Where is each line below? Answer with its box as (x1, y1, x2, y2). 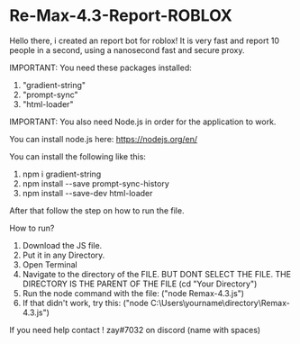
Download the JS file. (22, 240, 103, 250)
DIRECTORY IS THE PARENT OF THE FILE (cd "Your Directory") (22, 278, 258, 289)
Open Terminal (22, 258, 78, 270)
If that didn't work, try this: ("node (22, 297, 149, 308)
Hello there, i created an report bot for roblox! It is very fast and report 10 (9, 35, 280, 46)
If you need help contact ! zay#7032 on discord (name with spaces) (9, 324, 261, 335)
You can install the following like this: (9, 150, 147, 162)
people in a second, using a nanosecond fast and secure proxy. (9, 44, 245, 55)
